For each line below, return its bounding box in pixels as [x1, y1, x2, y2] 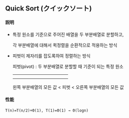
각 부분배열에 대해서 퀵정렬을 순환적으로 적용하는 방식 [12, 42, 117, 48]
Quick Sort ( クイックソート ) [5, 4, 92, 13]
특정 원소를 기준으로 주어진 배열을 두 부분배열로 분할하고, [12, 31, 124, 37]
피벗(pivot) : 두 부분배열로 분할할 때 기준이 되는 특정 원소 [12, 63, 124, 69]
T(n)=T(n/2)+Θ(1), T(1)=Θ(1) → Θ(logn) [5, 108, 89, 113]
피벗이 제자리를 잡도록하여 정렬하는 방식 [12, 53, 91, 59]
